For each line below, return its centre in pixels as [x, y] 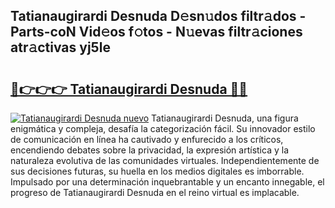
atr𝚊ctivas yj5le [60, 47]
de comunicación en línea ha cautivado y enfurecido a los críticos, [147, 139]
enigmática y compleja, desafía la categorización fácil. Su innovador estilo [163, 128]
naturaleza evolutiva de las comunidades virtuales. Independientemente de [165, 160]
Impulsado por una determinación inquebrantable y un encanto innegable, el [167, 182]
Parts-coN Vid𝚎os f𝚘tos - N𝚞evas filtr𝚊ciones [156, 32]
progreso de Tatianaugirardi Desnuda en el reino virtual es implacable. [155, 192]
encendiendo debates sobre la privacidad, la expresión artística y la [149, 150]
